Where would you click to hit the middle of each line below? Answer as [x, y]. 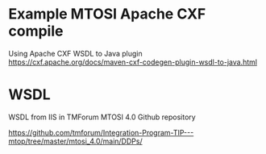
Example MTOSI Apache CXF [107, 14]
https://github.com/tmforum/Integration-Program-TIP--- [101, 132]
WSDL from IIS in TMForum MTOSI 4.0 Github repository [102, 117]
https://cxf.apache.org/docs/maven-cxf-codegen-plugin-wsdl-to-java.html [133, 62]
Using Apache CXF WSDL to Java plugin [75, 53]
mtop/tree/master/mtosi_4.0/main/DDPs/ [75, 141]
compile [36, 31]
